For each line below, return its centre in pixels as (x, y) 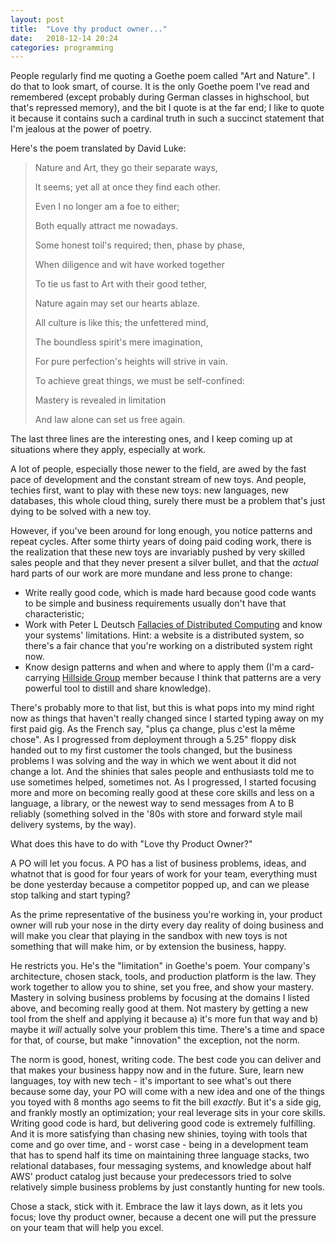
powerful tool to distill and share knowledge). (118, 688)
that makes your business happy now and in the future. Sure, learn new (157, 1070)
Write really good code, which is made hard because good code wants (170, 593)
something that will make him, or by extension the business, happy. (148, 947)
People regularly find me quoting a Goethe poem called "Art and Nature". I (162, 76)
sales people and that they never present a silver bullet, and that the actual (164, 563)
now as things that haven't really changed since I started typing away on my (167, 718)
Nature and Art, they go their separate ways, (126, 168)
